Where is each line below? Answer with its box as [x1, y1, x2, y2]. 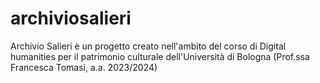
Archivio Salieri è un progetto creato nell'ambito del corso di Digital [10, 40, 287, 52]
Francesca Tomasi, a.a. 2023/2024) [10, 61, 158, 73]
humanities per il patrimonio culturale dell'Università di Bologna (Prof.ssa [10, 50, 310, 62]
